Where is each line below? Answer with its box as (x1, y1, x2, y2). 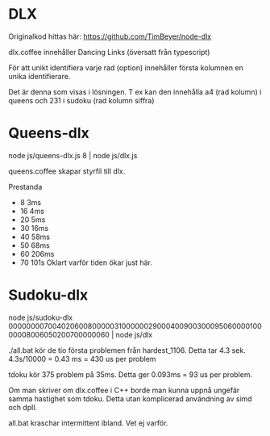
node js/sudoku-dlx (8, 312, 73, 322)
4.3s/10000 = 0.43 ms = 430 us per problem (8, 354, 156, 363)
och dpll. (8, 402, 38, 412)
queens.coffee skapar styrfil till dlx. (8, 166, 126, 176)
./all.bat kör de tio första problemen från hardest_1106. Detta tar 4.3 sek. (8, 345, 246, 355)
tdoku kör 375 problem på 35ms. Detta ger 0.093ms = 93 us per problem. (8, 369, 252, 379)
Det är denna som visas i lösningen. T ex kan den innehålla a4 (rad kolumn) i (8, 86, 262, 97)
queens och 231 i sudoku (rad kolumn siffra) (8, 95, 155, 105)
